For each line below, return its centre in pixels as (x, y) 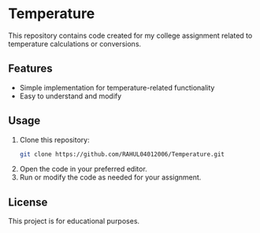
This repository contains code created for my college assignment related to (130, 35)
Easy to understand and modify (71, 96)
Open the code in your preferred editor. (83, 169)
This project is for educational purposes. (74, 221)
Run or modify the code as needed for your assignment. (110, 177)
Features (30, 69)
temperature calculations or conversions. (75, 43)
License (28, 202)
